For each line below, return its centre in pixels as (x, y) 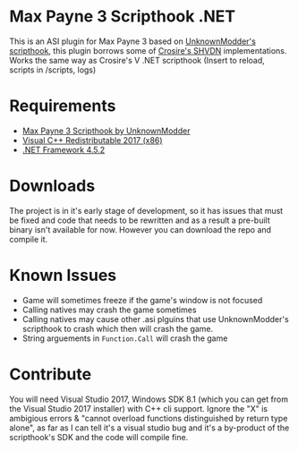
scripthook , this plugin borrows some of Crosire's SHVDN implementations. (148, 50)
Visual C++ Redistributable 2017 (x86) (92, 140)
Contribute (51, 374)
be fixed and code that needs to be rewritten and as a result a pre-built (140, 220)
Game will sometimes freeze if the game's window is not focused (142, 300)
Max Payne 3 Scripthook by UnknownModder (106, 131)
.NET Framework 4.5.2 (64, 149)
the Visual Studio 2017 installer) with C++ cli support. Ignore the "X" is (139, 408)
